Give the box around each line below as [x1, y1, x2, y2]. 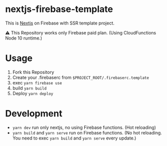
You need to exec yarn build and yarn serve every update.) [12, 135, 136, 141]
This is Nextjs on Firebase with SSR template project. [5, 20, 114, 26]
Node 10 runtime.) [5, 35, 43, 41]
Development [5, 108, 63, 119]
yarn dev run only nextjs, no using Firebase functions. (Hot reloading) [12, 124, 156, 130]
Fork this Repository [12, 69, 54, 75]
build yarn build [12, 85, 47, 91]
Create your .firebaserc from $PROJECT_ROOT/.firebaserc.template [12, 74, 149, 80]
